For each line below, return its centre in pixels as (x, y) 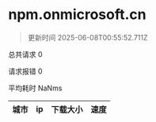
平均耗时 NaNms (35, 88)
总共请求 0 (25, 54)
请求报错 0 (25, 71)
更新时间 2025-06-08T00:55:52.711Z (88, 37)
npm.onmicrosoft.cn (77, 15)
